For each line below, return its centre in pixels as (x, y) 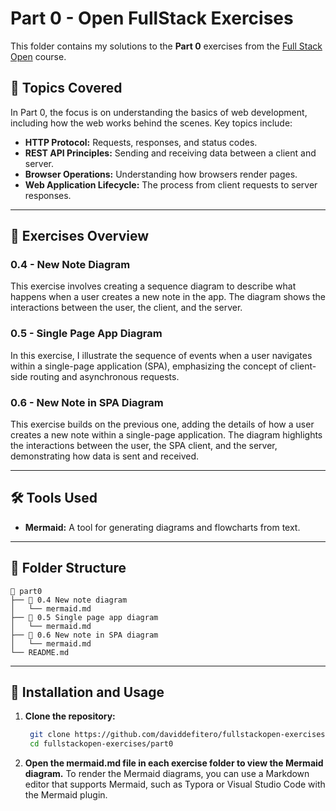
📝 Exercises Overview (80, 236)
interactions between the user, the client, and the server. (126, 308)
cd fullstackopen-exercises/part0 (101, 744)
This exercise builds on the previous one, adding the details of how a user (162, 424)
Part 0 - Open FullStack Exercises (152, 18)
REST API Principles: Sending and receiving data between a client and (170, 153)
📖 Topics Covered (66, 88)
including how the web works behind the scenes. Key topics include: (151, 123)
